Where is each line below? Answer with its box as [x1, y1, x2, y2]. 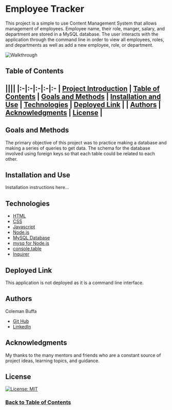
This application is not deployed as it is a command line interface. [5, 279, 144, 286]
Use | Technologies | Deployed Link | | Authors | [5, 100, 161, 109]
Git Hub [12, 318, 29, 324]
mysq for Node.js [12, 240, 50, 247]
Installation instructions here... [5, 184, 69, 191]
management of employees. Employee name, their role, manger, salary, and [5, 25, 165, 31]
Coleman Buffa [5, 308, 37, 314]
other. [5, 156, 18, 162]
